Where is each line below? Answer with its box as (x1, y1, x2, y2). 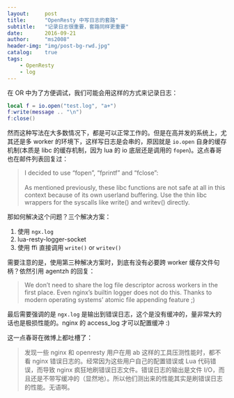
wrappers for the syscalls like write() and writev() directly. (24, 198, 190, 207)
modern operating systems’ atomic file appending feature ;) (24, 296, 196, 304)
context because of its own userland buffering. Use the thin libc (24, 191, 208, 199)
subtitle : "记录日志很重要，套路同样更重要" (7, 23, 129, 30)
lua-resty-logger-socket (17, 235, 87, 244)
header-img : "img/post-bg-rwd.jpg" (7, 42, 111, 49)
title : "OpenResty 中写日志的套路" (7, 17, 119, 24)
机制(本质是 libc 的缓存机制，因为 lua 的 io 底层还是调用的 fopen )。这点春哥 (7, 146, 222, 154)
